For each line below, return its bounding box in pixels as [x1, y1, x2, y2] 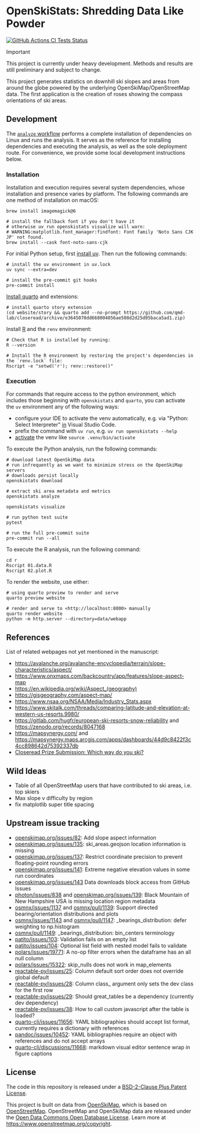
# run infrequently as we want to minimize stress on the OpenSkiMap [6, 462, 183, 468]
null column [14, 954, 44, 961]
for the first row [14, 986, 54, 993]
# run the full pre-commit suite [6, 530, 90, 536]
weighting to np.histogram [14, 923, 79, 930]
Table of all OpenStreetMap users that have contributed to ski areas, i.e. [14, 782, 192, 789]
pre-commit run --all [6, 535, 60, 541]
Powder [6, 17, 45, 30]
